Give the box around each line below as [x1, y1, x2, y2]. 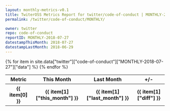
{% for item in [5, 59, 34, 65]
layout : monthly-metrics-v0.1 [5, 7, 69, 13]
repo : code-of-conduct [5, 31, 53, 36]
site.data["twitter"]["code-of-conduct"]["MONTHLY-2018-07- [34, 59, 163, 65]
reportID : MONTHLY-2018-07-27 [5, 35, 69, 40]
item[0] [9, 91, 28, 98]
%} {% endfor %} [32, 64, 68, 70]
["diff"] [137, 94, 155, 101]
